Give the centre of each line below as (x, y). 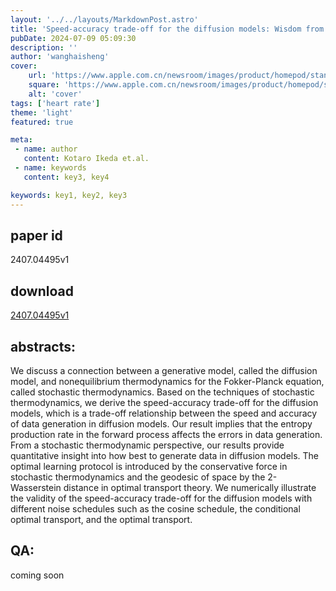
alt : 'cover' (55, 94)
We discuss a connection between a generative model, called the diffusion (164, 370)
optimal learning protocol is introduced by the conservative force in (149, 466)
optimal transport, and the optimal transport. (101, 519)
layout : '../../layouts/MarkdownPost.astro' (104, 19)
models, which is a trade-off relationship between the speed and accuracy (164, 413)
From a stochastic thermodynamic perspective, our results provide (147, 445)
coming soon (37, 575)
